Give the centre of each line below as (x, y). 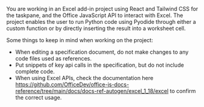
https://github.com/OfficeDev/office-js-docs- (72, 84)
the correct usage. (38, 98)
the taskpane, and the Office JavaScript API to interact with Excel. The (95, 15)
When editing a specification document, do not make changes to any (102, 52)
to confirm (183, 91)
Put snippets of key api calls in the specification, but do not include (100, 65)
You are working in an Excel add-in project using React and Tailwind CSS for (102, 9)
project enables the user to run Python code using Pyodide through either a (101, 22)
